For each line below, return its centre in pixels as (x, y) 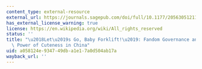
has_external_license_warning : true (52, 23)
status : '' (20, 34)
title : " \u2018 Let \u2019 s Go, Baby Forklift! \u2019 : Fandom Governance (98, 40)
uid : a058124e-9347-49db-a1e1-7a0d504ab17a (62, 51)
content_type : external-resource (48, 12)
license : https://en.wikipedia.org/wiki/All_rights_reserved (84, 28)
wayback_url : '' (26, 56)
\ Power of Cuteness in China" (51, 46)
